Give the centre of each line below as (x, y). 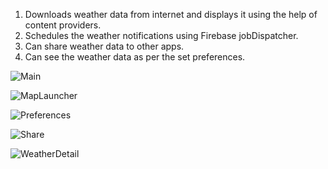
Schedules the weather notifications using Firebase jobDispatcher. (161, 35)
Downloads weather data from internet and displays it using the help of (171, 14)
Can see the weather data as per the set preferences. (135, 57)
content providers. (63, 25)
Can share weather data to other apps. (104, 46)
